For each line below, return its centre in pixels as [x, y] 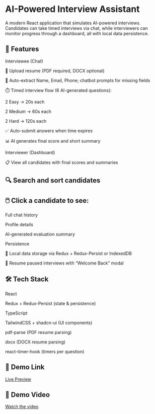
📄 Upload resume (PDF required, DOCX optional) [55, 71]
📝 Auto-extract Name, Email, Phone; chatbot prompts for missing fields [78, 80]
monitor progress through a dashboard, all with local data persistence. [77, 33]
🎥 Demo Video [28, 394]
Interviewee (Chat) [24, 61]
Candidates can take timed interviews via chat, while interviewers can [77, 28]
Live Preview [18, 379]
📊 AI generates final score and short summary [53, 141]
